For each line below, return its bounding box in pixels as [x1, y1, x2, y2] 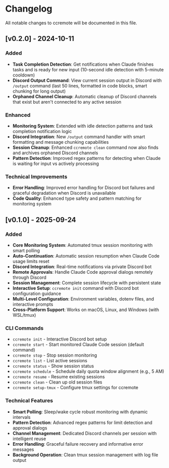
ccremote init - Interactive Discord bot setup [12, 336, 107, 342]
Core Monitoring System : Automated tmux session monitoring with [12, 242, 153, 248]
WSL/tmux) [12, 312, 36, 318]
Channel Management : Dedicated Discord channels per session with [12, 430, 157, 436]
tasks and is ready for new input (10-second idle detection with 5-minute [12, 66, 164, 72]
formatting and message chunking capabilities [12, 139, 109, 145]
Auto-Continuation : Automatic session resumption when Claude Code [12, 252, 160, 259]
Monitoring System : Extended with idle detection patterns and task [12, 122, 153, 129]
